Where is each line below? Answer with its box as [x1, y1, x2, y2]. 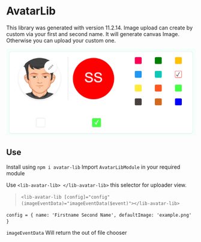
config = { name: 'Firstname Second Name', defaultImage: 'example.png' [6, 212, 192, 218]
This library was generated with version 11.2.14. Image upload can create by [6, 24, 193, 31]
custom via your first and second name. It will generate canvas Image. [6, 30, 180, 37]
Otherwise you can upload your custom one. [6, 37, 116, 44]
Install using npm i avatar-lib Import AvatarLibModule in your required [6, 163, 181, 171]
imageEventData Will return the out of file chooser [6, 229, 127, 236]
